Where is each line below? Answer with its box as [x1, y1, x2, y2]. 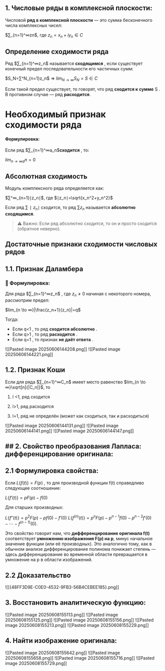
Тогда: [5, 316, 19, 322]
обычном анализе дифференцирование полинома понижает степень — [5, 546, 156, 552]
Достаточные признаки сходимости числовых [5, 240, 158, 249]
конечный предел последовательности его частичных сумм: [5, 66, 134, 72]
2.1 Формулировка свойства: [5, 466, 99, 475]
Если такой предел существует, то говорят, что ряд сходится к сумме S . [5, 86, 161, 92]
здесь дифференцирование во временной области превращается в [5, 552, 148, 558]
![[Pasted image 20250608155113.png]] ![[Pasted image [5, 612, 118, 618]
